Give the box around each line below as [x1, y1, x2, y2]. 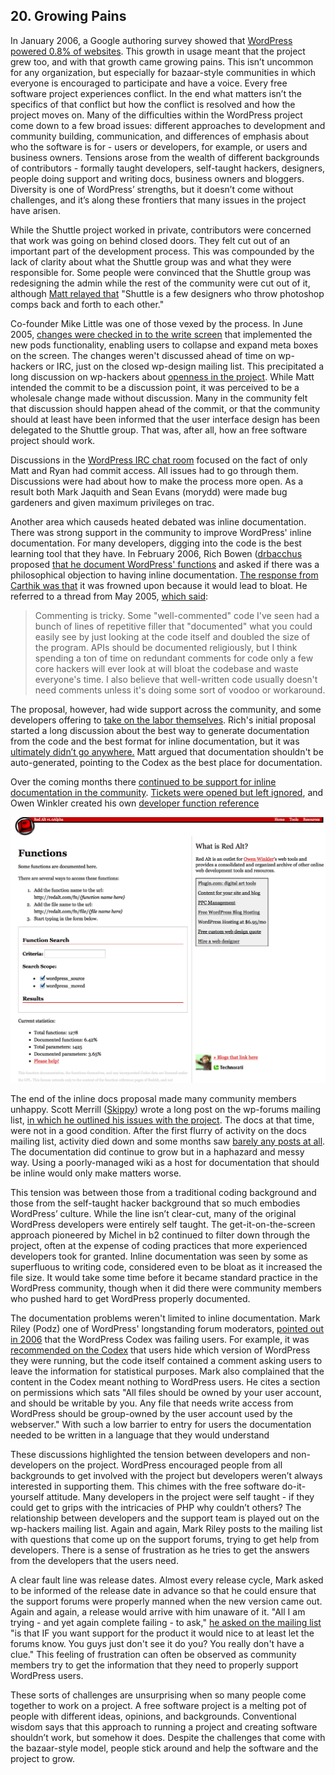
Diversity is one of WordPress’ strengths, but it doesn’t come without [10, 183, 294, 195]
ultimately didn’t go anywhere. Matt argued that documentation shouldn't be [10, 745, 324, 758]
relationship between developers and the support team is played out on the [10, 1512, 320, 1524]
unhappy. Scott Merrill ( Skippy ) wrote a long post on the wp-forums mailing [10, 1103, 322, 1115]
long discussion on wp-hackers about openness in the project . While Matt [10, 370, 315, 383]
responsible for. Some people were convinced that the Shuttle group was [10, 266, 312, 278]
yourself [10, 1490, 45, 1503]
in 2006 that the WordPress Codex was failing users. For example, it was [10, 1333, 310, 1345]
